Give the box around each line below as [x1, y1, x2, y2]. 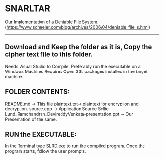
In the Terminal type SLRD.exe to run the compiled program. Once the [5, 143, 145, 149]
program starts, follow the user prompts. [5, 148, 86, 154]
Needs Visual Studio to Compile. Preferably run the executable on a [5, 63, 141, 69]
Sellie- [97, 106, 111, 112]
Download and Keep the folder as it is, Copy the [5, 43, 152, 51]
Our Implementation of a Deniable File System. [5, 19, 99, 25]
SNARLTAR [5, 3, 50, 14]
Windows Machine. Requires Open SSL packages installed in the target [5, 69, 148, 74]
